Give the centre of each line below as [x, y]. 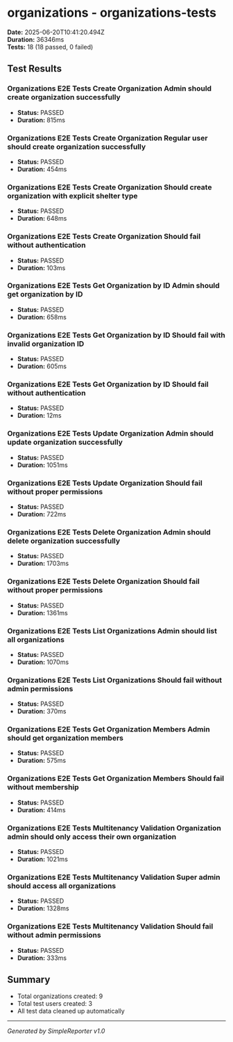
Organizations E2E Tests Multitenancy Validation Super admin [114, 877]
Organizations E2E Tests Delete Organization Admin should [109, 532]
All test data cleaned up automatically [71, 1011]
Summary [29, 980]
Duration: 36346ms [36, 39]
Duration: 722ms [42, 514]
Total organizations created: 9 [60, 996]
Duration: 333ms [42, 958]
